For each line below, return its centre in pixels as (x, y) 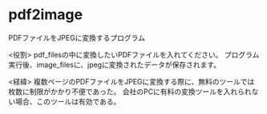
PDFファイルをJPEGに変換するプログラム (77, 37)
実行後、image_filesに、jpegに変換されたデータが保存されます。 (115, 65)
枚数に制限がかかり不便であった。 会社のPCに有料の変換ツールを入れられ (130, 91)
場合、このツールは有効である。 (68, 101)
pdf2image (45, 15)
